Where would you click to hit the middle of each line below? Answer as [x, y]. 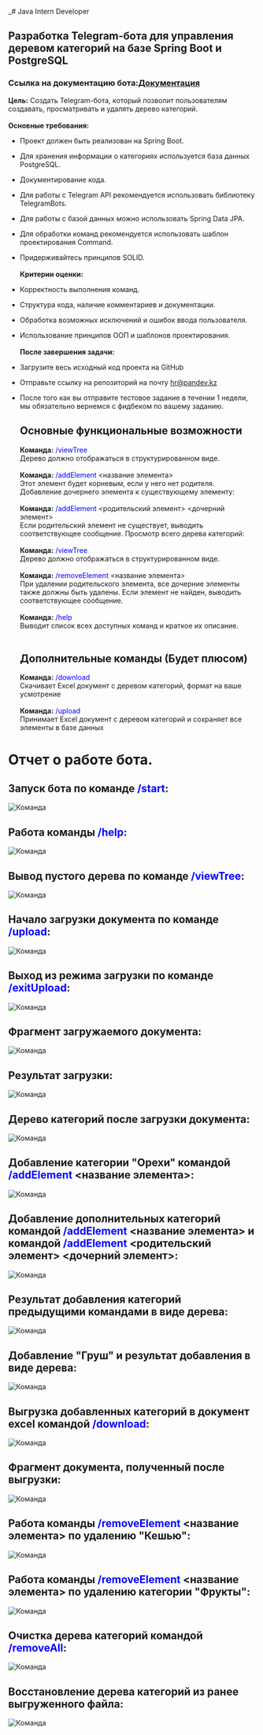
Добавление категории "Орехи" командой [119, 1163]
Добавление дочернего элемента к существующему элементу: [127, 491]
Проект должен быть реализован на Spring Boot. [102, 140]
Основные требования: [48, 125]
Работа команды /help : [68, 832]
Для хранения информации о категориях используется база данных [135, 156]
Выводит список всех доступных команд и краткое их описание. [129, 625]
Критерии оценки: [52, 274]
